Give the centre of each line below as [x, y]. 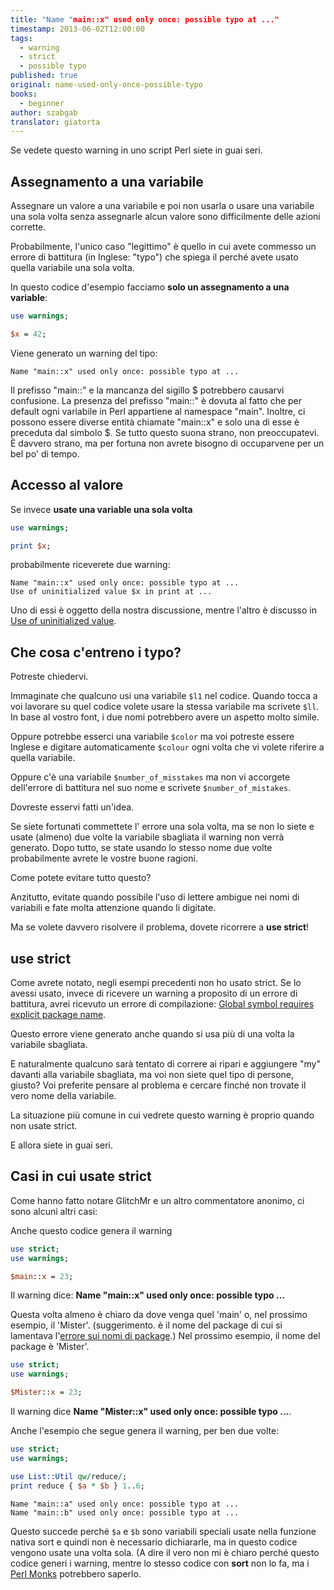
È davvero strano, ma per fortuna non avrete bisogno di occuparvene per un [167, 443]
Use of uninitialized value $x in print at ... [111, 592]
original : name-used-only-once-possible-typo [106, 85]
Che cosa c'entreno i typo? [96, 652]
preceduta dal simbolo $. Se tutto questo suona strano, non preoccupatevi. [165, 432]
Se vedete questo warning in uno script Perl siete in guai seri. [136, 150]
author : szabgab [44, 112]
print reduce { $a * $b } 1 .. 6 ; [77, 1486]
